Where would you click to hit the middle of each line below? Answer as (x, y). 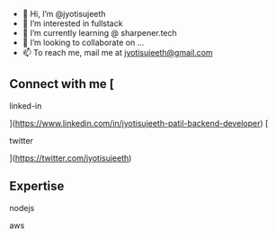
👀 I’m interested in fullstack (72, 23)
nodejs (22, 207)
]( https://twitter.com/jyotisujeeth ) (71, 158)
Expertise (37, 186)
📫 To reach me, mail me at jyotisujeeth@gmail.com (117, 53)
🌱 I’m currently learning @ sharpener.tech (99, 33)
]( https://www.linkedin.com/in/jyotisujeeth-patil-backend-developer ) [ (139, 123)
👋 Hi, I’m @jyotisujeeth (64, 14)
